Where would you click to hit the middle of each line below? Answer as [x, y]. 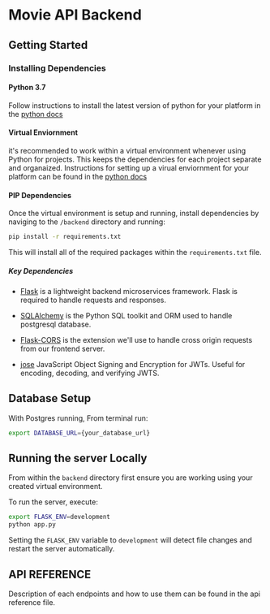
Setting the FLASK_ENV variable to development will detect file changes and [131, 540]
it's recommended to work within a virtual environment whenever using [127, 150]
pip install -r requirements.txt [65, 237]
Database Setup [50, 398]
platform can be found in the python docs [78, 176]
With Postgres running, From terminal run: [78, 418]
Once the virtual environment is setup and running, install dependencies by [134, 214]
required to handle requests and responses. [93, 300]
